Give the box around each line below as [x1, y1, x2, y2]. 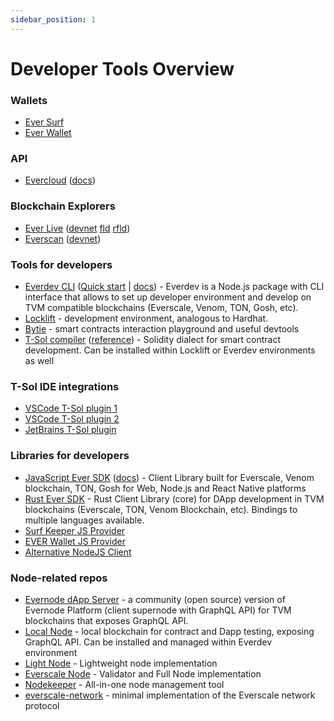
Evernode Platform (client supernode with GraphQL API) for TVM [24, 604, 292, 616]
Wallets [10, 93, 48, 107]
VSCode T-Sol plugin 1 [24, 402, 118, 415]
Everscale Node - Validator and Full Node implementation [24, 667, 262, 680]
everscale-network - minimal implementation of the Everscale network [24, 689, 316, 701]
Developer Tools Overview [10, 57, 235, 80]
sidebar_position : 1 [10, 14, 97, 25]
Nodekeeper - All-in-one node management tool [24, 678, 225, 690]
